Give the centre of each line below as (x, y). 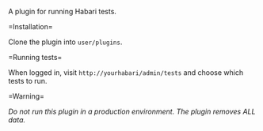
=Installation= (30, 26)
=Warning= (27, 96)
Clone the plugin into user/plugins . (65, 42)
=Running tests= (35, 57)
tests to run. (28, 81)
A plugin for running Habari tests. (63, 11)
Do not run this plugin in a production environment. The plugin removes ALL (132, 111)
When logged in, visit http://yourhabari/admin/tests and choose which (126, 73)
